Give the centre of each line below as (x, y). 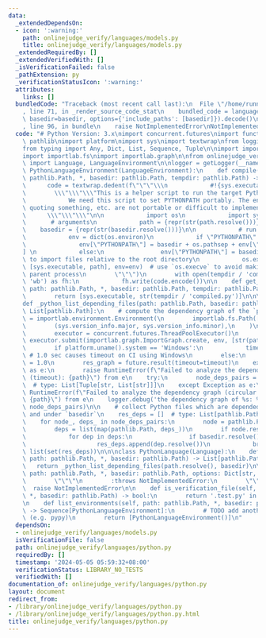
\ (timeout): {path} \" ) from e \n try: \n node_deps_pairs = (140, 377)
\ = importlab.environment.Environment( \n (93, 319)
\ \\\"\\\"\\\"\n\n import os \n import (136, 215)
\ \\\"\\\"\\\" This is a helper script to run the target (133, 193)
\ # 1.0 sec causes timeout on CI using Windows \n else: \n (134, 356)
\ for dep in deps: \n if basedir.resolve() (141, 437)
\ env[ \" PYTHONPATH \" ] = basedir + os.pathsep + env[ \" (141, 245)
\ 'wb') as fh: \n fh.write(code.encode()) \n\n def (133, 282)
